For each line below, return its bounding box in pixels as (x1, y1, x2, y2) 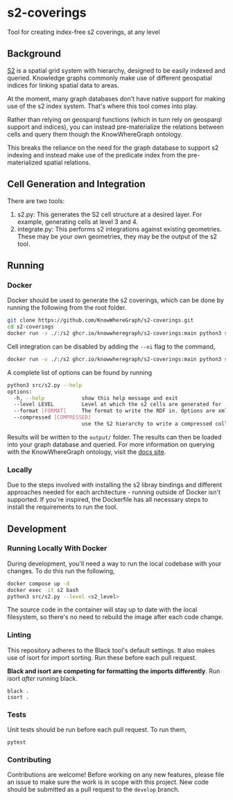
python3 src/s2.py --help (7, 381, 82, 389)
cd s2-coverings (7, 324, 54, 331)
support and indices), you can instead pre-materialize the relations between (7, 123, 224, 131)
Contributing (7, 755, 51, 764)
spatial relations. (44, 158, 92, 166)
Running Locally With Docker (7, 544, 107, 553)
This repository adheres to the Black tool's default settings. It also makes (7, 646, 216, 654)
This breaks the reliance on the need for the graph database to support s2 (7, 144, 219, 152)
